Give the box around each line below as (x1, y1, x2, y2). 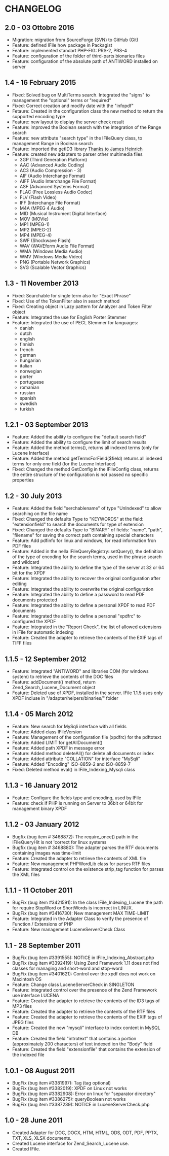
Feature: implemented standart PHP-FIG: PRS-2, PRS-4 (12, 48, 128, 53)
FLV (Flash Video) (19, 194, 57, 200)
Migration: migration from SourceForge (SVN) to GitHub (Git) (12, 37, 139, 43)
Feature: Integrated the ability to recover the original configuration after (12, 575, 161, 582)
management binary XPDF (12, 805, 67, 811)
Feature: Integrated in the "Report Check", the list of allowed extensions (12, 624, 162, 630)
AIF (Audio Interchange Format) (19, 173, 86, 179)
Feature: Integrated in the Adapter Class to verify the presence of (12, 915, 148, 922)
